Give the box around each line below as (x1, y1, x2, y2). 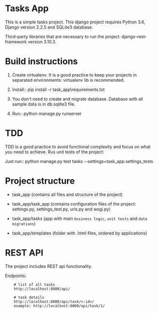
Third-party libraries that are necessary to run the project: (5, 34, 121, 39)
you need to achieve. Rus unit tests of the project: (5, 149, 104, 155)
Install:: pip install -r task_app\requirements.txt (12, 86, 105, 92)
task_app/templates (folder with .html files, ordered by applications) (12, 230, 147, 236)
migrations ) (12, 221, 36, 226)
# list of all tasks (14, 282, 55, 287)
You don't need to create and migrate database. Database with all (12, 96, 143, 102)
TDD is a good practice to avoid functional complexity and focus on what (5, 144, 151, 149)
